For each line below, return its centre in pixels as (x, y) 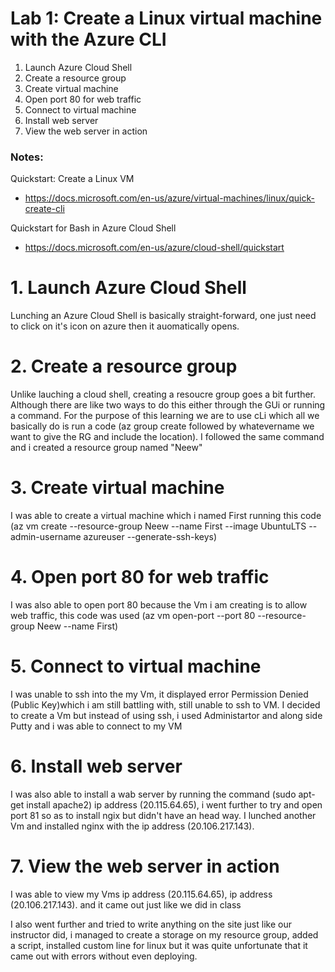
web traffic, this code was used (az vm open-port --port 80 (133, 615)
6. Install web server (96, 766)
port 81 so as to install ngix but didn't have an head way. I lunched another (163, 815)
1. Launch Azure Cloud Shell (128, 288)
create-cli (44, 209)
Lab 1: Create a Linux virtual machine (166, 18)
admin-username (46, 537)
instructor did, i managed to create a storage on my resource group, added (164, 934)
